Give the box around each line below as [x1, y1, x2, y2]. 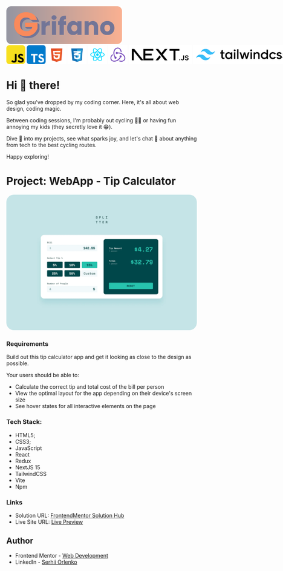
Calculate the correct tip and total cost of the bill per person [15, 383, 164, 391]
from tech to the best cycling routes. [6, 141, 97, 148]
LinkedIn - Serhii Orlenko [15, 558, 77, 566]
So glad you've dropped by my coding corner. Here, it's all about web [6, 98, 180, 105]
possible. [6, 360, 29, 367]
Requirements [6, 340, 49, 348]
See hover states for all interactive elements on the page [15, 403, 156, 410]
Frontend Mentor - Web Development [15, 552, 109, 559]
